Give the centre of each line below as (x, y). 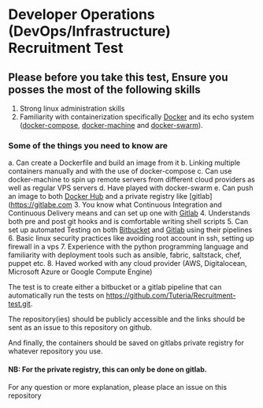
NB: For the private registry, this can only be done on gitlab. (107, 369)
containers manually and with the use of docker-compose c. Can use (120, 171)
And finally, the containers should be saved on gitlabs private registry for (126, 343)
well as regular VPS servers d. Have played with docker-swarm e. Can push (131, 188)
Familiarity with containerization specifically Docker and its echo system (137, 117)
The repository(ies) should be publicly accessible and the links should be (127, 319)
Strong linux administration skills (72, 109)
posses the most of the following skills (104, 90)
